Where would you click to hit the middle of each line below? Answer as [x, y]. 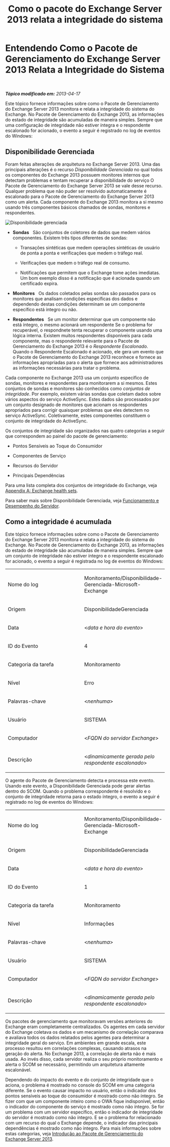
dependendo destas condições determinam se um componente [79, 304]
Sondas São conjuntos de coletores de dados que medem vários [81, 232]
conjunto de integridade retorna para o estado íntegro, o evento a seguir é [82, 796]
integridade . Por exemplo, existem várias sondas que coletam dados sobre [83, 394]
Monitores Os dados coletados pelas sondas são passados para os [84, 293]
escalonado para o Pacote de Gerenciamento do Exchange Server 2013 [80, 196]
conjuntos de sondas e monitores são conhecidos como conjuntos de [78, 388]
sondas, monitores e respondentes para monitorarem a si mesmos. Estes [81, 383]
